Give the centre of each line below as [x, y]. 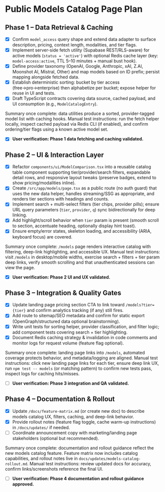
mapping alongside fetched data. [46, 77]
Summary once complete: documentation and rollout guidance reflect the [80, 448]
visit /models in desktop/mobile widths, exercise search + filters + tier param [82, 257]
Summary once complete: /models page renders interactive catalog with [78, 246]
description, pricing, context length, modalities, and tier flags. [74, 45]
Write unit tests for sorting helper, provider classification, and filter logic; [86, 326]
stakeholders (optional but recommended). [56, 438]
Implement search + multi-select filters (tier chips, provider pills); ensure [86, 204]
